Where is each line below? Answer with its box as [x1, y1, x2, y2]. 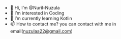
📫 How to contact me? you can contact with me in [10, 21, 116, 27]
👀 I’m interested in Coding [10, 10, 65, 16]
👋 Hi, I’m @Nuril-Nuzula [10, 5, 60, 10]
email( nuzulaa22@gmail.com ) [10, 28, 73, 34]
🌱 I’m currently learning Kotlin [10, 15, 72, 21]
